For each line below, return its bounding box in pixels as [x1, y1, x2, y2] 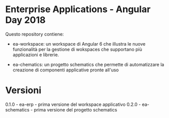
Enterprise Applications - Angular [5, 4, 151, 15]
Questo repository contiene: [5, 31, 64, 37]
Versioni [5, 85, 42, 96]
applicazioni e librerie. [12, 52, 60, 58]
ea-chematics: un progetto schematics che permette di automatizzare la [12, 61, 164, 67]
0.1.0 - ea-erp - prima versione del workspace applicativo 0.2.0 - [5, 101, 141, 107]
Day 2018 [5, 14, 46, 26]
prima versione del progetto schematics [34, 106, 118, 112]
